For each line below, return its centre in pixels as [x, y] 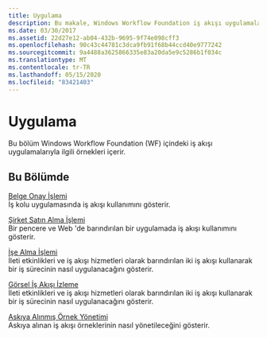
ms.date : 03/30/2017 [43, 30]
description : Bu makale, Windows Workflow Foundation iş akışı [115, 23]
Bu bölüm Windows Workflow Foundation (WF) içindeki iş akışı [110, 143]
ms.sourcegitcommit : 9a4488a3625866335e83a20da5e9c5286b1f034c [115, 52]
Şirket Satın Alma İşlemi [47, 220]
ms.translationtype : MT [48, 60]
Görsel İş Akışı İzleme [43, 285]
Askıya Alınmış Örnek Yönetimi [58, 317]
